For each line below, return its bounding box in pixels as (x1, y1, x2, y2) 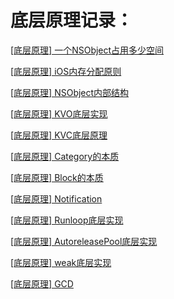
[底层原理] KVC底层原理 (10, 129, 108, 141)
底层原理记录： (10, 9, 134, 32)
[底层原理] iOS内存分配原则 (10, 65, 122, 77)
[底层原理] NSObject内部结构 (10, 86, 130, 98)
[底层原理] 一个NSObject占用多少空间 (10, 44, 165, 56)
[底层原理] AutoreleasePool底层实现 (10, 235, 158, 247)
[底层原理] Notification (10, 192, 103, 205)
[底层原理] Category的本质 (10, 150, 120, 162)
